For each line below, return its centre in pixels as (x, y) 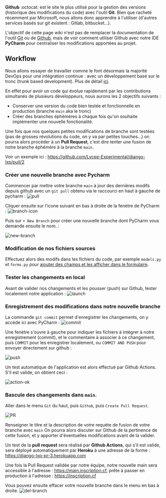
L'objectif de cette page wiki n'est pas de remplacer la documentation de (80, 33)
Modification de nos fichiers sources (50, 249)
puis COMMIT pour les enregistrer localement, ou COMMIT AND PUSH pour (76, 343)
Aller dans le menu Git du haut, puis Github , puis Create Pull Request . (77, 406)
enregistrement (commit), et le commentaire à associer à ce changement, (80, 337)
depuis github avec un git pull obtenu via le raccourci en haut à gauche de (83, 191)
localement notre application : (35, 293)
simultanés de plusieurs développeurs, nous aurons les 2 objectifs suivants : (83, 96)
